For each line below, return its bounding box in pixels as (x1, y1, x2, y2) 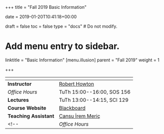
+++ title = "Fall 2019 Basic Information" (5, 4, 87, 10)
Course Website (7, 104, 46, 111)
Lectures (7, 96, 29, 103)
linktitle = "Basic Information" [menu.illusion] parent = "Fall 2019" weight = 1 (5, 57, 160, 63)
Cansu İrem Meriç (59, 112, 100, 119)
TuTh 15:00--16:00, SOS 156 (59, 89, 131, 95)
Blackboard (59, 104, 85, 111)
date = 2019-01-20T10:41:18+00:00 (5, 14, 77, 19)
